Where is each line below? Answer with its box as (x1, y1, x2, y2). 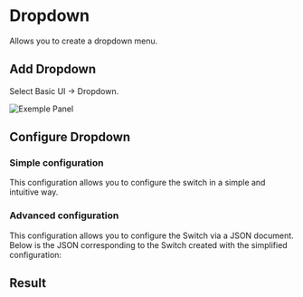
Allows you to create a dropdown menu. (9, 35, 158, 46)
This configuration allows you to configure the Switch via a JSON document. (9, 230, 294, 241)
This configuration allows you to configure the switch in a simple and (9, 177, 266, 188)
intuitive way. (9, 187, 59, 197)
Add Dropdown (9, 62, 97, 77)
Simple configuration (9, 157, 104, 169)
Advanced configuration (9, 209, 119, 222)
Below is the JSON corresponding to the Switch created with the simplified (9, 239, 288, 250)
